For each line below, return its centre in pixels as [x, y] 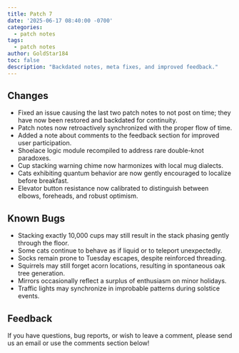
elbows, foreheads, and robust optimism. [78, 196]
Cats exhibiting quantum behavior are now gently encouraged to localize [124, 173]
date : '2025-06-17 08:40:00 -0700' [60, 21]
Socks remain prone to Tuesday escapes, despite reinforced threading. [122, 258]
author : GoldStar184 [38, 54]
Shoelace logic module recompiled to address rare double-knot [111, 151]
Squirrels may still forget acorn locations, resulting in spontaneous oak [121, 266]
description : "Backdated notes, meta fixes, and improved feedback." [113, 67]
